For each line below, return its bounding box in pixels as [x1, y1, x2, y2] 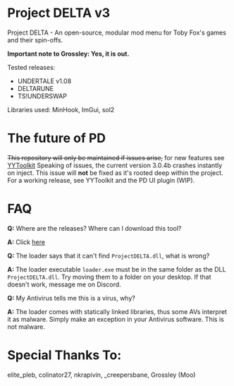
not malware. [7, 322, 46, 331]
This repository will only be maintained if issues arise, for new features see [7, 153, 225, 162]
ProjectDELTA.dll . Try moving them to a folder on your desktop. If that [7, 272, 211, 281]
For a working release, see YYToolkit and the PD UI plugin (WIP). [7, 176, 195, 184]
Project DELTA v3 [7, 5, 111, 21]
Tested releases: [7, 63, 56, 71]
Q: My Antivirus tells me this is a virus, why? [7, 294, 135, 302]
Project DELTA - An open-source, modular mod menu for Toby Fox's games [7, 28, 227, 37]
